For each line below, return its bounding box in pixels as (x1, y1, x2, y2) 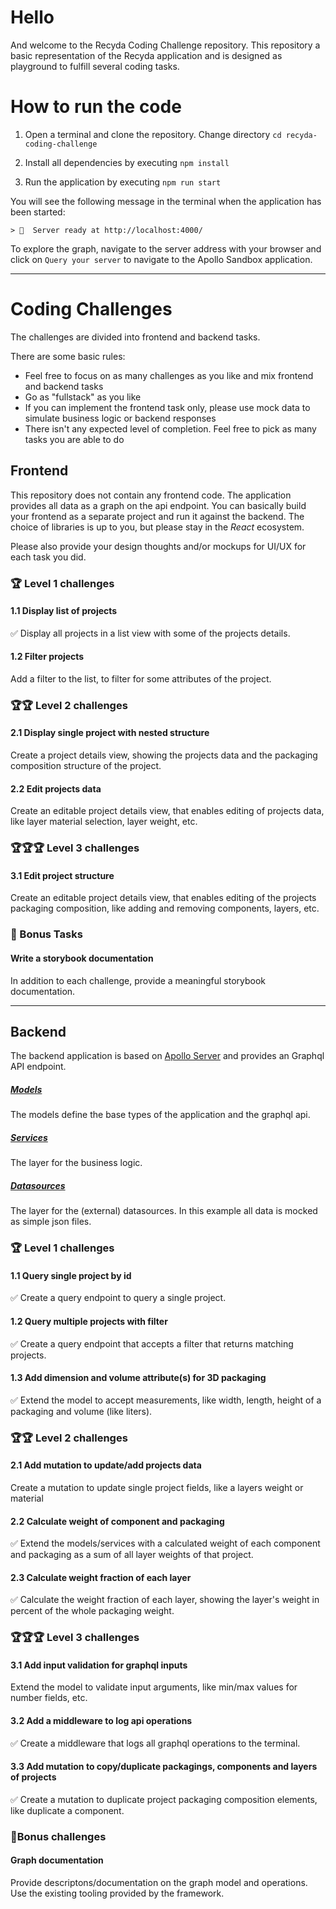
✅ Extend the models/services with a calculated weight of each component (10, 1537, 321, 1550)
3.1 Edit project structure (10, 869, 115, 881)
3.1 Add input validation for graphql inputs (10, 1659, 188, 1671)
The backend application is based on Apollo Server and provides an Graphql (10, 1050, 325, 1062)
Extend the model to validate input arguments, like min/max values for (10, 1681, 298, 1693)
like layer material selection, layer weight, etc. (10, 816, 198, 828)
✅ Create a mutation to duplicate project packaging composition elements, (10, 1793, 318, 1805)
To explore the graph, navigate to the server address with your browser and (10, 242, 322, 255)
